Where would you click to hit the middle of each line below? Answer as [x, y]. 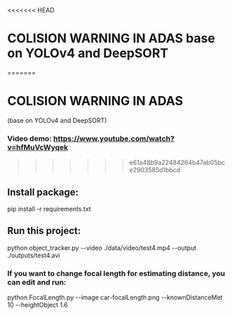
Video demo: [30, 138]
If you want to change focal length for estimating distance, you [116, 273]
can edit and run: [37, 282]
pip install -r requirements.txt [49, 209]
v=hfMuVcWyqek [38, 147]
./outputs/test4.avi [34, 255]
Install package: [43, 192]
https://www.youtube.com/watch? [114, 138]
